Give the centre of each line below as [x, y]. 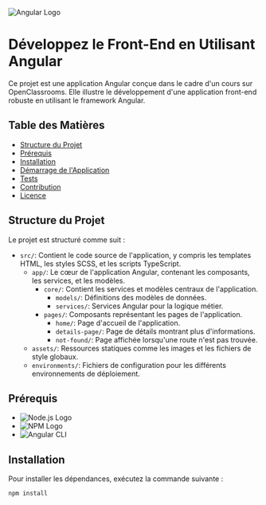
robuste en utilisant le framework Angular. [77, 100]
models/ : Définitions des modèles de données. [131, 297]
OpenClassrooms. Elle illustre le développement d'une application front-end [133, 92]
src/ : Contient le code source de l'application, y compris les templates [135, 255]
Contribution [40, 186]
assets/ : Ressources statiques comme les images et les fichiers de [141, 348]
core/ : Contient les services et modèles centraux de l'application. [151, 289]
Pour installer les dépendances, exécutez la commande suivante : [116, 479]
